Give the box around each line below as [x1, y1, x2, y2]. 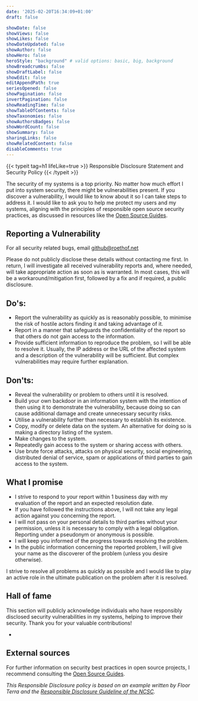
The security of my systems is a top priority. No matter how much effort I [6, 180, 184, 187]
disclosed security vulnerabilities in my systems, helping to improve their [6, 613, 183, 620]
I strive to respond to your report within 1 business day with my [14, 493, 168, 500]
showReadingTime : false [6, 102, 65, 108]
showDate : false [6, 25, 46, 31]
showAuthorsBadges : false [6, 119, 70, 124]
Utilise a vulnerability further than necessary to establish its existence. [14, 416, 186, 424]
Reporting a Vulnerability [6, 229, 100, 239]
